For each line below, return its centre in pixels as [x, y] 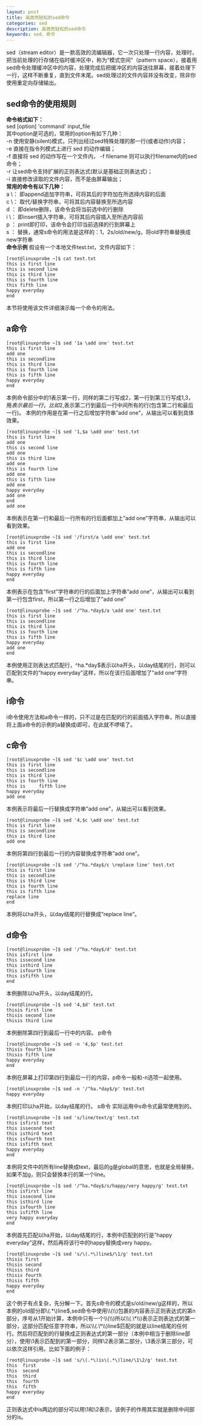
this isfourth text [31, 1139]
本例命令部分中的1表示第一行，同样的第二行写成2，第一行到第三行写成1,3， [100, 397]
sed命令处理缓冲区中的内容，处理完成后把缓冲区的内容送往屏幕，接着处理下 [101, 68]
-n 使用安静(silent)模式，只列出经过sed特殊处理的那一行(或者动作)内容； [97, 141]
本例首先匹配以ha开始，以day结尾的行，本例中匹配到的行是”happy [89, 1235]
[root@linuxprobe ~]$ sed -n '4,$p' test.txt [65, 1044]
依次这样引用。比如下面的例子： [51, 1349]
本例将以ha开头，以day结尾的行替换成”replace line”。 [73, 914]
